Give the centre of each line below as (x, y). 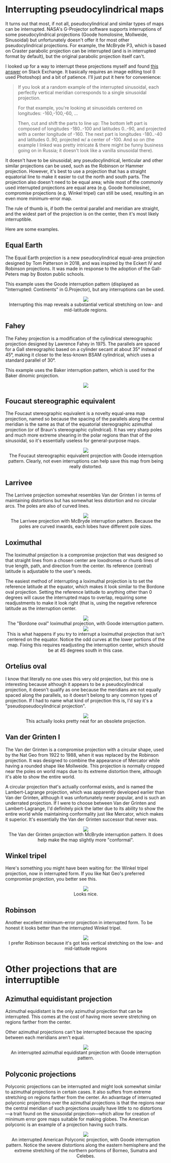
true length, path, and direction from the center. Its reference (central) (79, 566)
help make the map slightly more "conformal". (86, 840)
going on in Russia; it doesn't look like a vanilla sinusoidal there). (86, 150)
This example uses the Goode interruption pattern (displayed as (72, 284)
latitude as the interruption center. (41, 608)
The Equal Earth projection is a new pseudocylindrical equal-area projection (85, 258)
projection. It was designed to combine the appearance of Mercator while (82, 760)
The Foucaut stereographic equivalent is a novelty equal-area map (75, 413)
